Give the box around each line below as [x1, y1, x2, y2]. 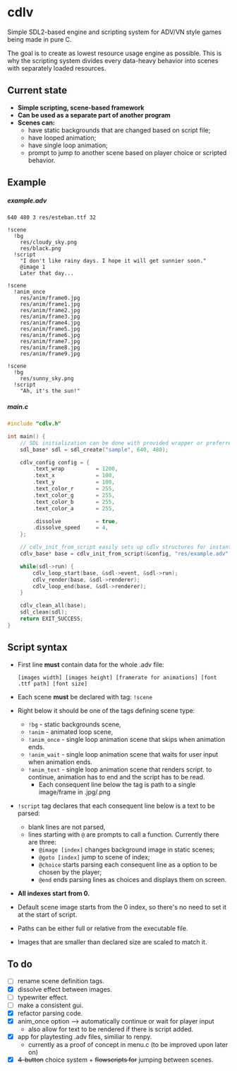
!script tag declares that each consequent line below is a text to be [17, 801, 215, 810]
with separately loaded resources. [7, 64, 107, 72]
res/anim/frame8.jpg [20, 344, 80, 351]
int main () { [7, 433, 46, 440]
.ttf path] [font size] [17, 680, 88, 687]
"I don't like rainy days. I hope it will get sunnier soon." [20, 258, 207, 265]
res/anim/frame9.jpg [20, 350, 80, 357]
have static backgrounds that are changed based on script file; [28, 125, 211, 134]
